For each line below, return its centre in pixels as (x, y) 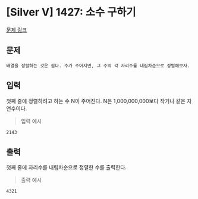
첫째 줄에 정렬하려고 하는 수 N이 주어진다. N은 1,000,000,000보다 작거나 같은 (96, 101)
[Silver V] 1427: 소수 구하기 (71, 12)
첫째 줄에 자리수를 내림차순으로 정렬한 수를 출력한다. (66, 167)
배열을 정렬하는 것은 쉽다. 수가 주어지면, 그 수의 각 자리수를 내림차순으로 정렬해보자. (98, 66)
